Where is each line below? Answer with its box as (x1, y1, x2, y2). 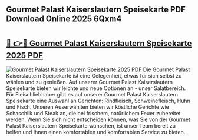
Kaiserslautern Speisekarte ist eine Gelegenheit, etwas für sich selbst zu (6, 72, 182, 79)
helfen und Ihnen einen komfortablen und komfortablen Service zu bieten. (6, 129, 186, 135)
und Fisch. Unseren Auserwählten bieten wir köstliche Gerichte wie (6, 104, 170, 111)
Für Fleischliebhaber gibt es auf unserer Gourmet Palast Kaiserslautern (6, 91, 179, 98)
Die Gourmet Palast (143, 66, 190, 73)
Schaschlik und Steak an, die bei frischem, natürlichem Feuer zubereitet (6, 110, 181, 116)
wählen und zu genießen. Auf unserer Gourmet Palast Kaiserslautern (6, 79, 173, 85)
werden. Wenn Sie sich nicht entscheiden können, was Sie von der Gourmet (6, 116, 190, 123)
